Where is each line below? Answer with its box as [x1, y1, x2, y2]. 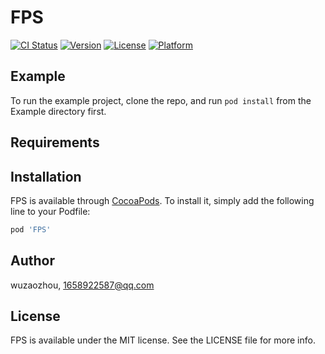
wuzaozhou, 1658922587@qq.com [10, 279, 155, 291]
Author [10, 252, 55, 270]
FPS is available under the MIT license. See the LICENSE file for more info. [10, 334, 316, 346]
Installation [10, 168, 82, 185]
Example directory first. [10, 105, 107, 117]
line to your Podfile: [10, 205, 91, 217]
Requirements [10, 134, 100, 151]
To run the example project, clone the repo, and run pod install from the [10, 94, 312, 106]
